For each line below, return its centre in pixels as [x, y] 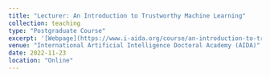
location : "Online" [41, 61]
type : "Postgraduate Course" [57, 30]
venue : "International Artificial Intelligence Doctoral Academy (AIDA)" [135, 46]
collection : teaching [45, 23]
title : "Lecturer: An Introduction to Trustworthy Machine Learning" [127, 16]
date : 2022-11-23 [37, 53]
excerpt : [23, 38]
